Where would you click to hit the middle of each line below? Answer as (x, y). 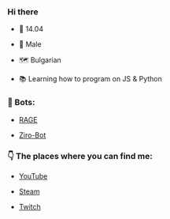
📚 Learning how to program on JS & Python (90, 79)
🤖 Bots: (21, 103)
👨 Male (30, 44)
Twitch (30, 206)
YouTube (33, 176)
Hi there (23, 12)
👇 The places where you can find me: (80, 156)
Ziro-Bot (32, 135)
